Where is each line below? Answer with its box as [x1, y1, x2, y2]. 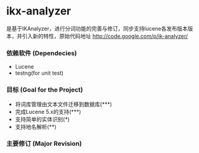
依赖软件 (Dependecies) [6, 49, 77, 57]
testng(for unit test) [15, 69, 64, 76]
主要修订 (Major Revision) [6, 140, 82, 148]
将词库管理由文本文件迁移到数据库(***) [15, 101, 113, 108]
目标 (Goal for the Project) [6, 86, 83, 94]
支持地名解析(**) [15, 123, 57, 130]
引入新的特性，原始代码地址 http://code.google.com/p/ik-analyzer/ [22, 32, 188, 40]
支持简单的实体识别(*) [15, 116, 70, 123]
